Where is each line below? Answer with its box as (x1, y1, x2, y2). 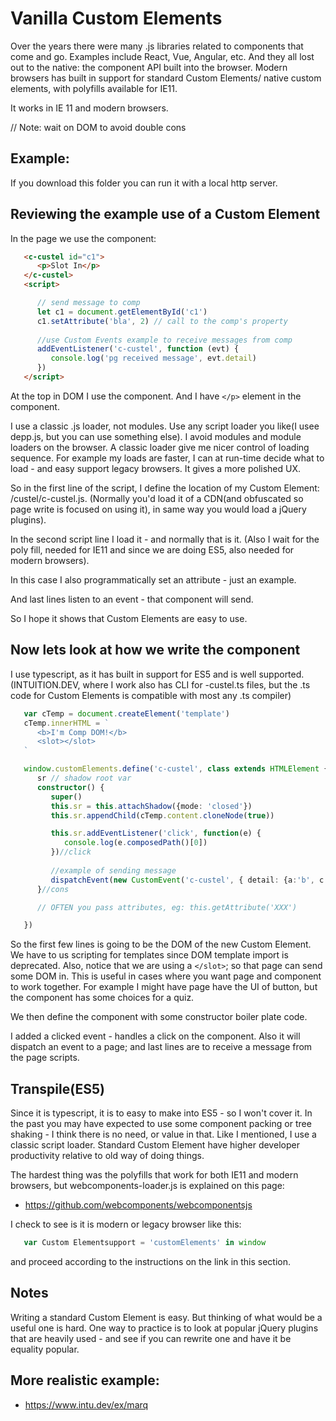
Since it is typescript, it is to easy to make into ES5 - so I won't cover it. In (10, 1107, 313, 1119)
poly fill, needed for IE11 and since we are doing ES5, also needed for (10, 543, 295, 556)
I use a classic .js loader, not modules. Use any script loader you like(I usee (10, 420, 320, 432)
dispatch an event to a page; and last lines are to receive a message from (10, 1041, 313, 1053)
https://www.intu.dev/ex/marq (24, 1398, 149, 1411)
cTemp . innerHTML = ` (23, 718, 110, 728)
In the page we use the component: (10, 232, 157, 244)
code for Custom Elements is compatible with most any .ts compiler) (10, 689, 292, 701)
